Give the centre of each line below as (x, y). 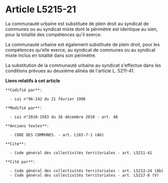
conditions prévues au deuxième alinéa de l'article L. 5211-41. (70, 71)
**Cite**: (16, 144)
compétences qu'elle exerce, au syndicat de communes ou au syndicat (80, 50)
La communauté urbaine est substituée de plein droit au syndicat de (77, 24)
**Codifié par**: (24, 90)
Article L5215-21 (41, 9)
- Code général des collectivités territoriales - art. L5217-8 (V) (85, 175)
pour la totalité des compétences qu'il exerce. (54, 34)
